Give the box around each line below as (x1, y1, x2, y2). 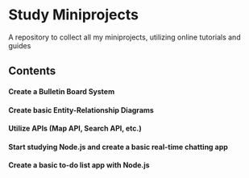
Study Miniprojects (8, 6, 139, 24)
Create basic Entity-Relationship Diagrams (8, 105, 155, 114)
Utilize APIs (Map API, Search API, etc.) (8, 123, 143, 134)
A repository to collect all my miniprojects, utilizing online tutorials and (8, 32, 241, 42)
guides (8, 40, 31, 50)
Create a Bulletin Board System (8, 86, 115, 96)
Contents (8, 64, 56, 78)
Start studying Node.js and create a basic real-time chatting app (8, 142, 228, 151)
